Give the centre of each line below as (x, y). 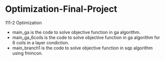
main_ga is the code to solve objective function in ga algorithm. (76, 32)
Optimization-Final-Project (61, 9)
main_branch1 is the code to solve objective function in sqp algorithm (82, 48)
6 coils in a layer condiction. (41, 42)
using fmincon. (27, 53)
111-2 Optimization (23, 23)
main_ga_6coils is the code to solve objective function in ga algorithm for (86, 37)
